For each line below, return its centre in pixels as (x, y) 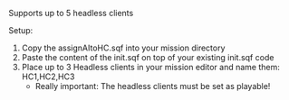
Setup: (21, 30)
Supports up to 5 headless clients (71, 13)
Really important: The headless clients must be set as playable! (153, 86)
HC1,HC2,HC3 (48, 77)
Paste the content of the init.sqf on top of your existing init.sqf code (148, 57)
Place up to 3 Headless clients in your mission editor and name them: (150, 67)
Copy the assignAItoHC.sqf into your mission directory (123, 48)
